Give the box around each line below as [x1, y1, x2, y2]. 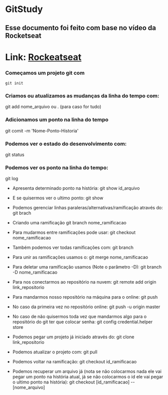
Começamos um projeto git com [5, 69, 85, 76]
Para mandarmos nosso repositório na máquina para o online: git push [12, 294, 158, 300]
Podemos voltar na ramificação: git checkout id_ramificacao [12, 359, 137, 365]
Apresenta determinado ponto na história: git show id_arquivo [12, 185, 140, 191]
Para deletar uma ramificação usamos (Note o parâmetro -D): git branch [12, 264, 162, 270]
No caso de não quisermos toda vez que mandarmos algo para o [12, 314, 147, 320]
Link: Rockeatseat [5, 51, 82, 63]
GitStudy [5, 4, 43, 15]
